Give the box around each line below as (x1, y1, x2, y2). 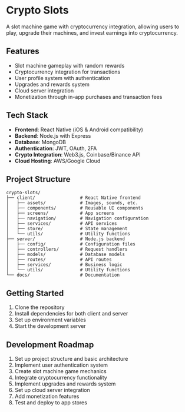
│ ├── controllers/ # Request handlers (6, 247, 128, 252)
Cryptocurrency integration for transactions (14, 68, 121, 75)
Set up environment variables (14, 316, 87, 324)
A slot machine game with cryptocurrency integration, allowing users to (6, 23, 180, 30)
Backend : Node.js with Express (14, 132, 91, 139)
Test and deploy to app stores (14, 399, 87, 406)
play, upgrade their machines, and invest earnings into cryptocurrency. (6, 29, 178, 36)
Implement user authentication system (14, 361, 108, 368)
